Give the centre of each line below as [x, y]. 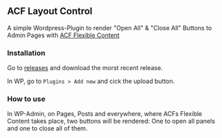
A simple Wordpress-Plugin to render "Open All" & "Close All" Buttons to [110, 27]
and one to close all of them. [47, 128]
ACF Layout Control [50, 11]
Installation [26, 53]
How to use [26, 99]
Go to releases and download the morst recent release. [85, 68]
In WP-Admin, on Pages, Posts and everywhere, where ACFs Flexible [105, 114]
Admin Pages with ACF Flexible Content [64, 35]
